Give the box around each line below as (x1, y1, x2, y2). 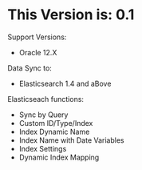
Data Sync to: (7, 63, 53, 73)
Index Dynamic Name (18, 127, 90, 136)
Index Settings (18, 144, 67, 153)
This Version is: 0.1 (7, 6, 135, 24)
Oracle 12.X (18, 47, 57, 57)
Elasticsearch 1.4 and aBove (18, 79, 112, 88)
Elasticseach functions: (7, 94, 85, 103)
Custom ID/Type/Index (18, 118, 93, 127)
